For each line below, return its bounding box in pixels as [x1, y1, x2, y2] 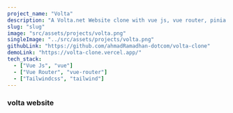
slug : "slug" [7, 23, 45, 30]
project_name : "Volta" [7, 10, 73, 17]
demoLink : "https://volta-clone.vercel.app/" [7, 50, 142, 56]
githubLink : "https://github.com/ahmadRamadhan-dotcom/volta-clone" [7, 43, 211, 50]
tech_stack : [7, 56, 42, 63]
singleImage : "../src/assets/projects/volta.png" [7, 36, 155, 43]
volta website [7, 98, 54, 108]
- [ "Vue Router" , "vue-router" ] [13, 68, 108, 75]
